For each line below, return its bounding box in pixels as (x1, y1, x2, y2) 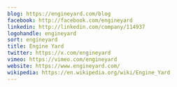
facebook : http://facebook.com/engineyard (7, 17, 133, 24)
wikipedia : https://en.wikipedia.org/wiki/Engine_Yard (7, 69, 171, 76)
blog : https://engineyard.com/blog (7, 10, 111, 18)
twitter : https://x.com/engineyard (7, 50, 111, 57)
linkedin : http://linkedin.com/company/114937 (7, 23, 146, 30)
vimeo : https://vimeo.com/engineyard (7, 56, 118, 63)
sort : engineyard (7, 36, 58, 43)
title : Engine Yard (7, 43, 64, 50)
